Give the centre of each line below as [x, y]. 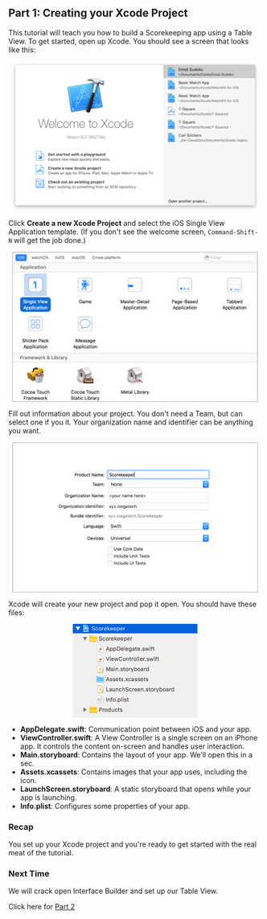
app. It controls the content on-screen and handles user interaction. [132, 746]
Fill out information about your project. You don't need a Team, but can [125, 413]
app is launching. [48, 797]
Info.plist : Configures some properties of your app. [105, 806]
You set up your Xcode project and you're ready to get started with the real [133, 844]
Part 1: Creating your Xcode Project [98, 13]
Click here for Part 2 [41, 907]
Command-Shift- [233, 232]
